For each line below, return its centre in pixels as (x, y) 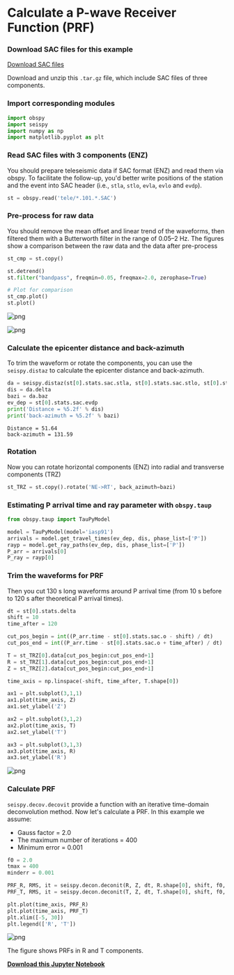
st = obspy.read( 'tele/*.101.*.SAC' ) (62, 198)
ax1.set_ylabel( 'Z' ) (37, 707)
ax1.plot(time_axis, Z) (42, 700)
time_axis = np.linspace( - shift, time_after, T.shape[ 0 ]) (93, 681)
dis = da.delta (29, 390)
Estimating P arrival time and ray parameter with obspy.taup (110, 505)
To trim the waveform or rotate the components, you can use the (100, 363)
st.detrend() (26, 271)
